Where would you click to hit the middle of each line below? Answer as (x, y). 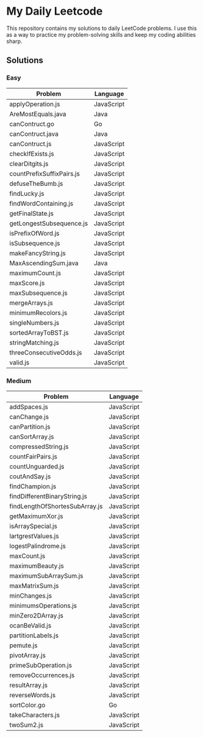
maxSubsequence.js (39, 293)
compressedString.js (39, 446)
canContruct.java (34, 134)
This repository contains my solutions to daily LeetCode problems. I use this (101, 28)
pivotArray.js (27, 655)
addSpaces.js (29, 407)
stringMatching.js (34, 343)
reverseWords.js (33, 695)
